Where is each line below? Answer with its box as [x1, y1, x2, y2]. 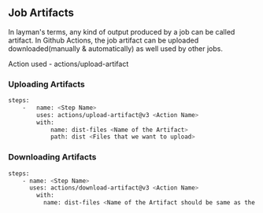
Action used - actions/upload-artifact [8, 59, 129, 68]
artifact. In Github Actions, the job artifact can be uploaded [8, 35, 199, 45]
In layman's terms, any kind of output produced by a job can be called [8, 27, 235, 36]
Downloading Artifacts [8, 152, 97, 163]
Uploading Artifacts [8, 79, 85, 90]
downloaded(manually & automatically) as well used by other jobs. [8, 43, 223, 53]
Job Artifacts [8, 6, 75, 20]
